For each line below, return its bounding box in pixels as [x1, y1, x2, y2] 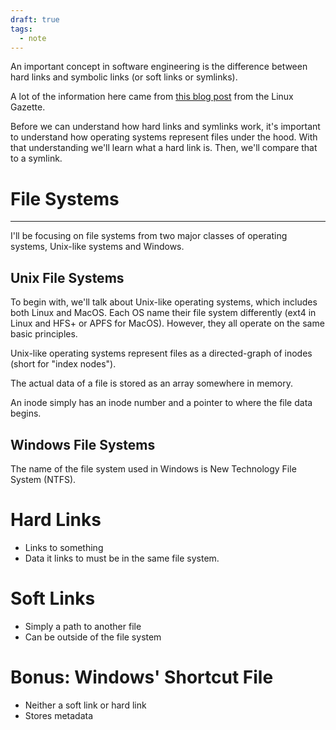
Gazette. [10, 101, 46, 113]
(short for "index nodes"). [10, 358, 117, 370]
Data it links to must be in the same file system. [24, 552, 220, 564]
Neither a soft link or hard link [24, 699, 147, 711]
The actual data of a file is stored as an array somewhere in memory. [10, 377, 294, 390]
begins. [10, 407, 42, 420]
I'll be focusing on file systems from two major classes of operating [10, 230, 288, 242]
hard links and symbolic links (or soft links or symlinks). [10, 71, 238, 83]
